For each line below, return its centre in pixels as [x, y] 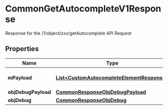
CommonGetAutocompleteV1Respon [83, 9]
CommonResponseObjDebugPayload [101, 92]
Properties [22, 49]
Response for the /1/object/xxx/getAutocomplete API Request [68, 33]
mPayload [20, 77]
